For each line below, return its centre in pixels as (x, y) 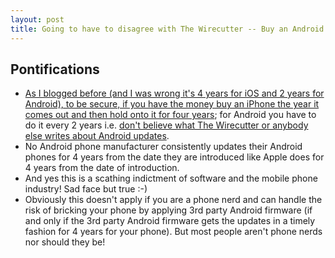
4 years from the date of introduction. (102, 168)
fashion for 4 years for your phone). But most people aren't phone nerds (173, 232)
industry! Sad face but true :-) (86, 189)
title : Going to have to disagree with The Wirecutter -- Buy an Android (167, 29)
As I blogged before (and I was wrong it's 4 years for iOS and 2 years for (174, 93)
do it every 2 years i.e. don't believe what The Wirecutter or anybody (166, 125)
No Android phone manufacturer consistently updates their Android (163, 147)
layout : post (37, 19)
